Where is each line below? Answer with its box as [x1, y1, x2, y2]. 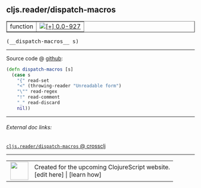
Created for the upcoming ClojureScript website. [34, 163, 170, 171]
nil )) [17, 105, 31, 111]
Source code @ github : [6, 54, 63, 62]
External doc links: [6, 124, 52, 131]
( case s [11, 72, 31, 78]
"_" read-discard [17, 100, 60, 106]
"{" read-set [17, 77, 50, 83]
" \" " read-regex [17, 89, 58, 95]
